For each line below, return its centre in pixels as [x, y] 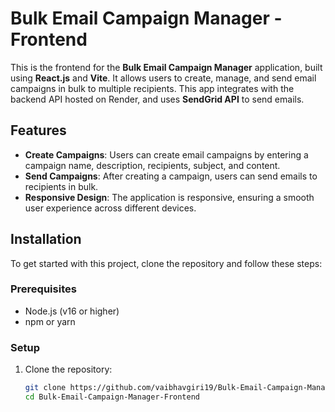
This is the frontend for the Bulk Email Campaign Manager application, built [166, 67]
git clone [45, 388]
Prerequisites [43, 289]
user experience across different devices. [110, 208]
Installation [46, 239]
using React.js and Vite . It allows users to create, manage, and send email [163, 78]
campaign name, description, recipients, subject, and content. [152, 165]
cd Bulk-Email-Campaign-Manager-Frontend [112, 397]
